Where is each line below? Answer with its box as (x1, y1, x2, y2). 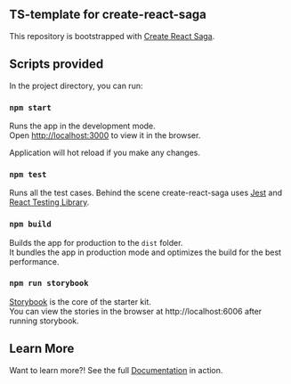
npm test (9, 169, 47, 179)
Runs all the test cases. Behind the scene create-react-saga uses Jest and (9, 187, 283, 199)
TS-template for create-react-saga (9, 7, 207, 22)
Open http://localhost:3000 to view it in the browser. (9, 129, 201, 141)
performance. (9, 256, 60, 266)
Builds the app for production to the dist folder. (9, 237, 183, 248)
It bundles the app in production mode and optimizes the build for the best (9, 247, 282, 257)
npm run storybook (9, 278, 89, 289)
